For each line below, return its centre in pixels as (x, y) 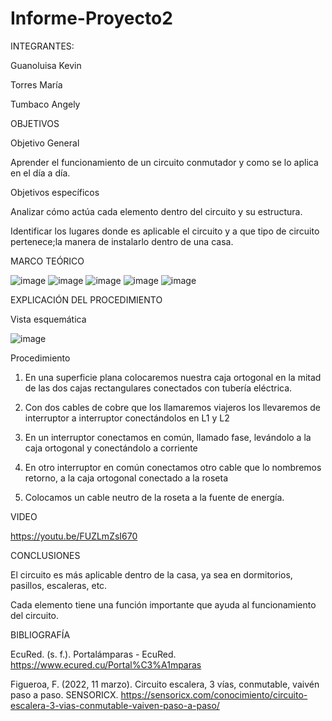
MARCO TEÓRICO (47, 261)
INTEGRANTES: (42, 46)
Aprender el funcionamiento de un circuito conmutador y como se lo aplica (164, 162)
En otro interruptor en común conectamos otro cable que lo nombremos (173, 467)
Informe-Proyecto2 (91, 18)
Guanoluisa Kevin (46, 65)
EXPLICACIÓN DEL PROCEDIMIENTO (86, 299)
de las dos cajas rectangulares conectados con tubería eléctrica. (158, 388)
